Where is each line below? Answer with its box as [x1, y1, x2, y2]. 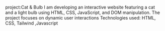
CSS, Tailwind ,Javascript [5, 20, 58, 26]
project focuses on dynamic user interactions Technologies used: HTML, [5, 15, 156, 20]
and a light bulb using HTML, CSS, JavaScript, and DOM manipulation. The [5, 9, 160, 15]
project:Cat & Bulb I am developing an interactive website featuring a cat [5, 4, 155, 10]
